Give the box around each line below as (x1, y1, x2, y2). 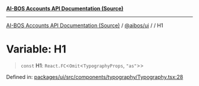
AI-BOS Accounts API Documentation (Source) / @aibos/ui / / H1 (6, 22, 163, 29)
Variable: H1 (6, 42, 66, 56)
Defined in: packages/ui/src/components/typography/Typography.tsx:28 (6, 73, 184, 80)
